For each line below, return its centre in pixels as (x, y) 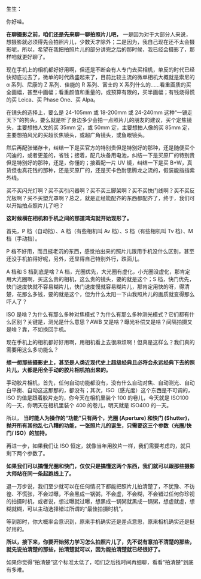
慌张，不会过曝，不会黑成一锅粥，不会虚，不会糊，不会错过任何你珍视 (108, 494)
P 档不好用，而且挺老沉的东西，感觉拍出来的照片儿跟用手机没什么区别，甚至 (100, 251)
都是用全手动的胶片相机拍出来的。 (69, 370)
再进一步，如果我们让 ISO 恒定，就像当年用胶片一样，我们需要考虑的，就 (96, 446)
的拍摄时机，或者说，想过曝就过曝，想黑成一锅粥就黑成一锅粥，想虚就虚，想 (100, 501)
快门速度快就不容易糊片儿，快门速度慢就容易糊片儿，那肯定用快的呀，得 (95, 286)
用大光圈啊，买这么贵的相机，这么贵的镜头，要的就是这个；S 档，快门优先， (100, 279)
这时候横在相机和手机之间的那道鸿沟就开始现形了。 (69, 218)
